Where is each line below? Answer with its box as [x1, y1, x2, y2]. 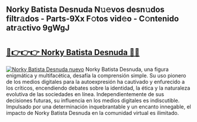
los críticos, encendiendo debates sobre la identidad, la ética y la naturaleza [6, 84, 191, 91]
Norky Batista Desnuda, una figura [85, 66, 169, 73]
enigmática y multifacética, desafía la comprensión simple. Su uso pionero [6, 72, 186, 79]
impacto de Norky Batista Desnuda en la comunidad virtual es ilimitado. [6, 110, 179, 116]
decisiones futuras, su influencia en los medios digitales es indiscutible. [6, 97, 180, 104]
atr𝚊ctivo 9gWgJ [6, 23, 70, 33]
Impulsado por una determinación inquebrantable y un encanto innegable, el [6, 103, 191, 110]
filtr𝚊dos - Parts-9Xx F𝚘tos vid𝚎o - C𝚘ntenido [6, 14, 179, 24]
